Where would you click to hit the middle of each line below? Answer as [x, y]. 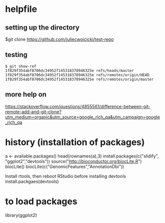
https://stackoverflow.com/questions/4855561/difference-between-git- [78, 106]
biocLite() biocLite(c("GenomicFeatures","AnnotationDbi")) [65, 167]
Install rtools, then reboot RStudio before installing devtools [66, 176]
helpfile [21, 9]
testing [16, 55]
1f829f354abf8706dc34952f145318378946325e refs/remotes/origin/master [80, 79]
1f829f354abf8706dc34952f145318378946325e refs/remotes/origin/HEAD [77, 75]
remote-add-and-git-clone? [33, 111]
